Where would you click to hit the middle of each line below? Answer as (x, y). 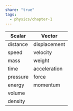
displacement (49, 44)
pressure (18, 77)
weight (41, 60)
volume (16, 93)
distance (18, 44)
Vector (49, 36)
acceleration (48, 69)
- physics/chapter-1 (31, 19)
